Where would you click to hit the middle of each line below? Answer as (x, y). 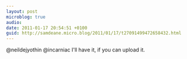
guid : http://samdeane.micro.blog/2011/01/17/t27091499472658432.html (94, 33)
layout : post (22, 11)
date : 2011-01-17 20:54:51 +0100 (47, 28)
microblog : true (26, 17)
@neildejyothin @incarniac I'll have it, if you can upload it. (75, 50)
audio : (14, 22)
